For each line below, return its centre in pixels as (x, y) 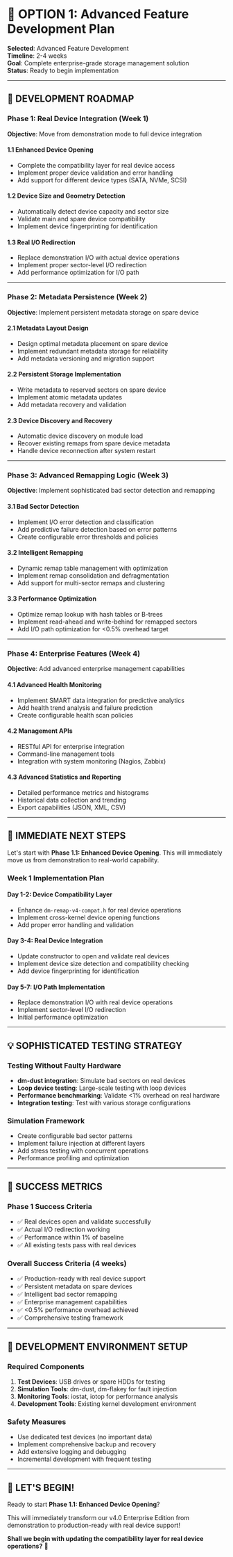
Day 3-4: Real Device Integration (55, 941)
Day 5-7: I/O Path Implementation (56, 987)
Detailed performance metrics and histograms (83, 792)
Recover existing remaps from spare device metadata (94, 443)
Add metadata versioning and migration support (86, 358)
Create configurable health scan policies (75, 715)
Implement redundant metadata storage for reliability (93, 351)
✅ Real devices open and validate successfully (84, 1222)
